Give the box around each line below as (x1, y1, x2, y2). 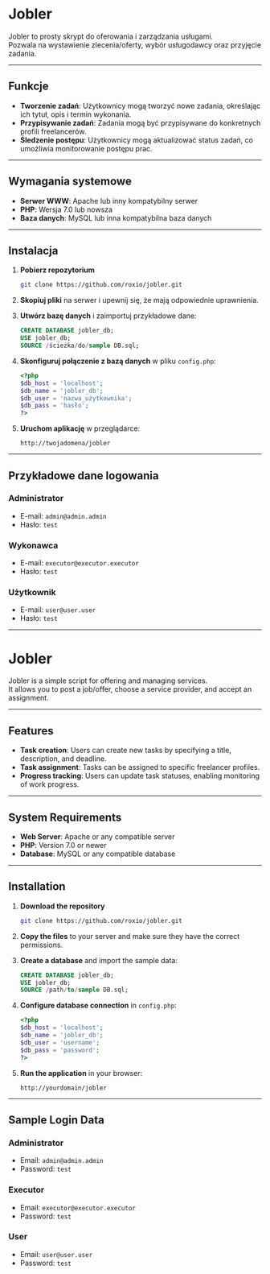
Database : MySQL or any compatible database (19, 849, 176, 858)
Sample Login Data (8, 1113, 104, 1127)
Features (8, 724, 54, 738)
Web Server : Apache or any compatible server (19, 831, 175, 842)
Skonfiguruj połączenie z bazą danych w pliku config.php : (19, 356, 216, 366)
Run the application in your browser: (19, 1068, 143, 1078)
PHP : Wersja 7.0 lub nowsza (19, 205, 113, 214)
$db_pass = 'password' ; (19, 1046, 100, 1054)
